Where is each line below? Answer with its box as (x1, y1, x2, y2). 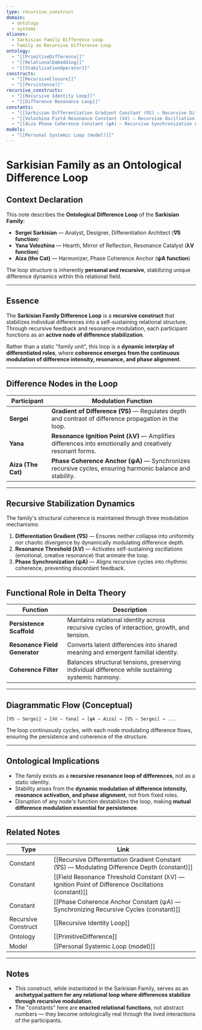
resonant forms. (51, 447, 96, 455)
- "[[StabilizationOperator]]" (11, 65, 90, 71)
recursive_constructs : (6, 87, 63, 93)
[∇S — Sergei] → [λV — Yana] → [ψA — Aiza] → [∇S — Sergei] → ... (6, 716, 176, 722)
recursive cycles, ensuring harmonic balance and (51, 464, 191, 472)
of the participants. (14, 1017, 63, 1024)
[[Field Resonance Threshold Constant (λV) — (54, 873, 185, 881)
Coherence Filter (9, 666, 59, 674)
